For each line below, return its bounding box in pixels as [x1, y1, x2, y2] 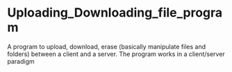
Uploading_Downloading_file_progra [7, 5, 223, 21]
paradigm [7, 57, 35, 65]
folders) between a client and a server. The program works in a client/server [7, 50, 226, 58]
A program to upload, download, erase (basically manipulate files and [7, 42, 206, 51]
